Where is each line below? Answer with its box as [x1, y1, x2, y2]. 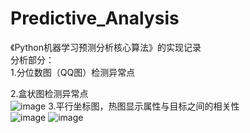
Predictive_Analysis [10, 7, 180, 30]
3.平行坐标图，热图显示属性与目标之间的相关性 [48, 100, 240, 112]
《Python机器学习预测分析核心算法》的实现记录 [10, 41, 202, 53]
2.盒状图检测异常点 [10, 87, 89, 99]
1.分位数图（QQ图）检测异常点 [10, 66, 136, 78]
